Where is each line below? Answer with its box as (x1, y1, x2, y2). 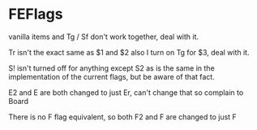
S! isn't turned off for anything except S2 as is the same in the (8, 63, 215, 73)
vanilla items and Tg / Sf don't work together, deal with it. (8, 32, 199, 41)
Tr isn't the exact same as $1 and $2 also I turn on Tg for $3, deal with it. (8, 47, 250, 57)
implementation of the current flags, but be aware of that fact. (8, 71, 215, 81)
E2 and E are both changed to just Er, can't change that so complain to (8, 87, 244, 97)
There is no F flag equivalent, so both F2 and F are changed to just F (8, 111, 237, 122)
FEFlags (8, 5, 63, 24)
